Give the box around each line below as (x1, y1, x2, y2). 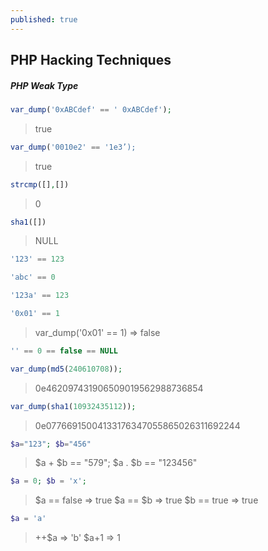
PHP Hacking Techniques (10, 52, 172, 69)
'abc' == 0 (10, 272, 56, 283)
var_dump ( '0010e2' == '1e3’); (10, 142, 137, 152)
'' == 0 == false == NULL (10, 346, 118, 356)
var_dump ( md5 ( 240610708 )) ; (10, 364, 123, 374)
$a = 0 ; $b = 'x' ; (10, 476, 87, 486)
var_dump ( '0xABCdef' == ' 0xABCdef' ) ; (10, 104, 172, 115)
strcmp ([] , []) (10, 179, 70, 190)
